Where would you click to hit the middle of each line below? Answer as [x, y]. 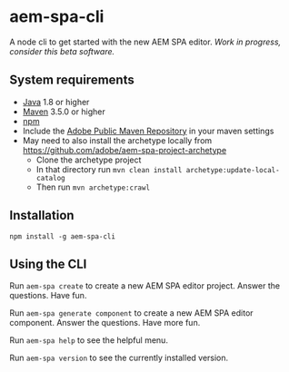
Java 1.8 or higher [56, 102]
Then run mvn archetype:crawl [93, 187]
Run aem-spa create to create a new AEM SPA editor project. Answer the [144, 286]
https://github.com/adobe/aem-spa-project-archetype [125, 150]
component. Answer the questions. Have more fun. [105, 323]
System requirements [72, 80]
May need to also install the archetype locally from [117, 140]
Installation [42, 215]
